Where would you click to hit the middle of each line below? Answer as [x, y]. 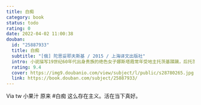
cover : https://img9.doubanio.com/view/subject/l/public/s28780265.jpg [103, 73]
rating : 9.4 [27, 67]
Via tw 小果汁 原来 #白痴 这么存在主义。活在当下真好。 [74, 96]
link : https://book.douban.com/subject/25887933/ [74, 78]
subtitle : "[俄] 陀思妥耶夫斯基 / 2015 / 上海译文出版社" [78, 56]
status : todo [22, 23]
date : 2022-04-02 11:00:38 [40, 34]
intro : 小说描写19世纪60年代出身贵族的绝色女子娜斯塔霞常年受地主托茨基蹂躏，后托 [102, 61]
